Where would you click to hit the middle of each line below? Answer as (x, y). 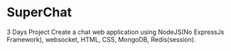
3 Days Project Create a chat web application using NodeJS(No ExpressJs (116, 32)
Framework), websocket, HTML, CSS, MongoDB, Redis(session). (101, 39)
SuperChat (39, 12)
